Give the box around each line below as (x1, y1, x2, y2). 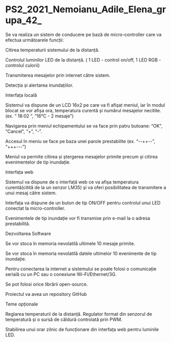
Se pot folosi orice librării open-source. (5, 281, 88, 287)
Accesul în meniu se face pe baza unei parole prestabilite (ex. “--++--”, (5, 138, 156, 144)
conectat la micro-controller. (5, 205, 66, 211)
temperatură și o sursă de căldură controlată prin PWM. (5, 316, 123, 323)
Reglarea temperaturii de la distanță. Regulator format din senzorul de (5, 311, 153, 317)
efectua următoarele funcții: (5, 37, 64, 43)
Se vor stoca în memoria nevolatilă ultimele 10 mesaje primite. (5, 240, 136, 247)
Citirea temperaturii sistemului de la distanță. (5, 47, 100, 53)
